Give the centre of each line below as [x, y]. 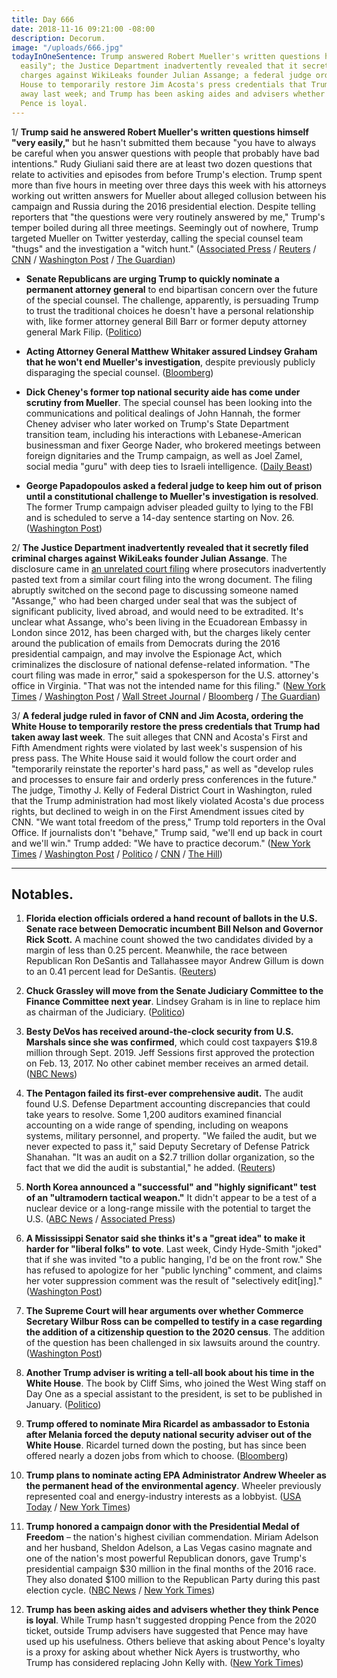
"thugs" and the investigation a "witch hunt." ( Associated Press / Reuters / [164, 248]
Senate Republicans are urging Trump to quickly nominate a [152, 278]
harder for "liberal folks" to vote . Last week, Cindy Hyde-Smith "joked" [174, 1249]
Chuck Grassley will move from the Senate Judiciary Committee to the [174, 991]
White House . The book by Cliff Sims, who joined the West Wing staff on [176, 1383]
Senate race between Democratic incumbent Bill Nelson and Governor [174, 929]
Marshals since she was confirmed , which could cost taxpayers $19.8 [171, 1042]
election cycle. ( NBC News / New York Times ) [120, 1590]
